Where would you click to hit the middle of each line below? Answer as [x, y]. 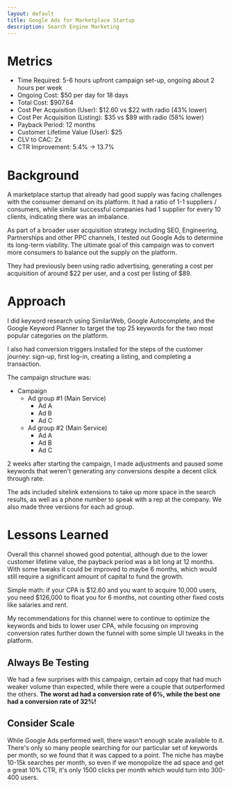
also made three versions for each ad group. [71, 507]
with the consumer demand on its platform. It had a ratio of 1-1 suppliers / [112, 202]
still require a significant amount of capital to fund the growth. [96, 576]
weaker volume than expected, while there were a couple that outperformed [116, 687]
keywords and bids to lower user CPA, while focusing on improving [103, 626]
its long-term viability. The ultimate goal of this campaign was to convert [111, 245]
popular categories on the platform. [58, 336]
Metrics [30, 61]
